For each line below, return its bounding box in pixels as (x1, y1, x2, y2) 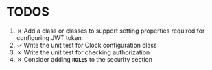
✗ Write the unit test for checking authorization (16, 48, 150, 56)
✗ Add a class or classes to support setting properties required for (16, 27, 205, 35)
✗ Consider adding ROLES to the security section (16, 55, 152, 63)
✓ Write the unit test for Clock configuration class (16, 41, 157, 49)
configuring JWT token (16, 33, 82, 41)
